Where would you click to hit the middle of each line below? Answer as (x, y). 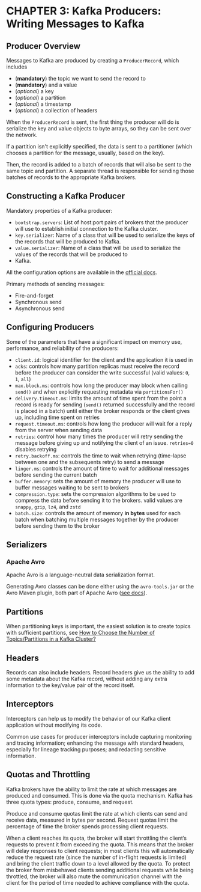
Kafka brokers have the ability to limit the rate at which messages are (91, 789)
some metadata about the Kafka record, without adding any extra (87, 679)
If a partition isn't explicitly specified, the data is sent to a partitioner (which (99, 146)
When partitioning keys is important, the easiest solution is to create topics (98, 626)
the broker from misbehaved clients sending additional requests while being (100, 870)
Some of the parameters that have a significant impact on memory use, (94, 341)
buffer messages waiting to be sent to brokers (72, 487)
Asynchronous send (40, 308)
